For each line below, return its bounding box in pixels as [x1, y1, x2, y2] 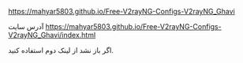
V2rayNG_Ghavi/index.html [8, 31, 96, 39]
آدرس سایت [8, 22, 44, 31]
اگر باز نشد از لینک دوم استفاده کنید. [8, 46, 114, 54]
